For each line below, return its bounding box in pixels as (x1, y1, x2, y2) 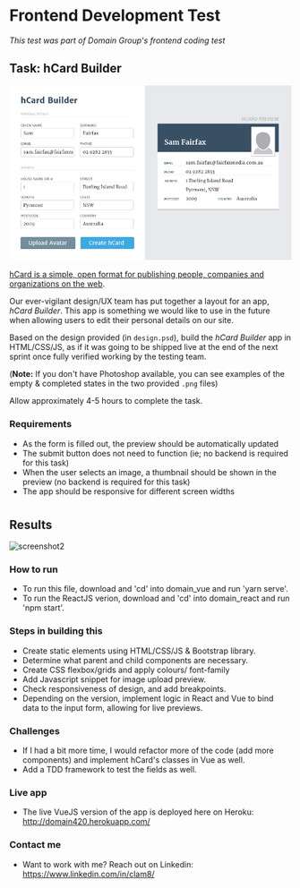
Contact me (9, 839, 62, 851)
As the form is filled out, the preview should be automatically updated (21, 438, 279, 448)
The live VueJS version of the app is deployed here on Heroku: (21, 807, 254, 817)
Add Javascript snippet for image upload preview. (21, 673, 206, 685)
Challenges (9, 724, 60, 737)
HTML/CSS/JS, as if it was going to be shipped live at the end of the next (9, 342, 279, 353)
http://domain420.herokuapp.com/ (21, 816, 150, 827)
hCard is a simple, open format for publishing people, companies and (9, 269, 264, 280)
